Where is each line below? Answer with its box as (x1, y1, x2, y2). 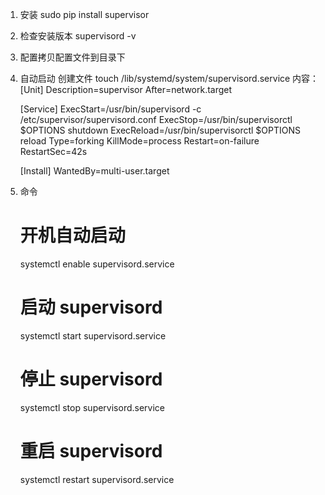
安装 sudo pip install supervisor (19, 9, 150, 20)
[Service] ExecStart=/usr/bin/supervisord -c (19, 103, 202, 115)
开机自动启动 (19, 224, 126, 247)
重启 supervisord (19, 440, 163, 462)
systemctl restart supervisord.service (19, 473, 175, 485)
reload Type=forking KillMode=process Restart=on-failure (19, 135, 260, 147)
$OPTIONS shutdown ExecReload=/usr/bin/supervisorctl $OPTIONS (19, 124, 302, 136)
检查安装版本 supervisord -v (19, 30, 137, 42)
